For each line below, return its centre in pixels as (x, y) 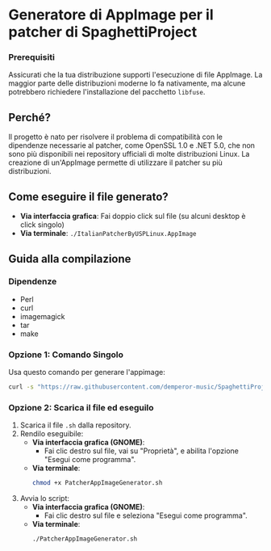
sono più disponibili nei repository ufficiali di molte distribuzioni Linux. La (129, 154)
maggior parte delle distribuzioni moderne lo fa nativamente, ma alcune (127, 83)
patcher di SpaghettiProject (103, 32)
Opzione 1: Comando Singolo (66, 355)
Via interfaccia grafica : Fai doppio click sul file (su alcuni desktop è (133, 217)
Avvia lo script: (45, 498)
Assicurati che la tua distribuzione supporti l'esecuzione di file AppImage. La (135, 75)
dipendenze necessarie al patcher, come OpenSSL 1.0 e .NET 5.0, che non (132, 145)
